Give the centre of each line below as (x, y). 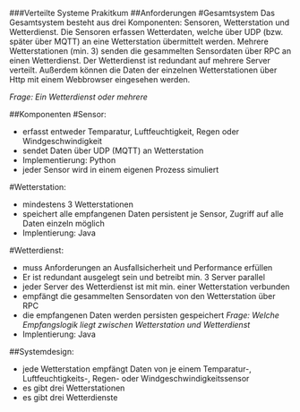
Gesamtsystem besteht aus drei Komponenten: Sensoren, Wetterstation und (150, 22)
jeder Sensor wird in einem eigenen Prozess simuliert (120, 170)
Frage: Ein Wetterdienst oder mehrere (78, 97)
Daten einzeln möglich (63, 223)
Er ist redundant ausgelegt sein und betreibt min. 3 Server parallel (144, 277)
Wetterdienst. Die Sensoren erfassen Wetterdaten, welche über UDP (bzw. (146, 32)
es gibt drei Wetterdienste (70, 397)
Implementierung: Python (69, 160)
